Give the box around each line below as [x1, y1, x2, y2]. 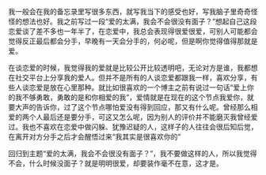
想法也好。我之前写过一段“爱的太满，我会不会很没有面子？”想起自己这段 [21, 17, 257, 26]
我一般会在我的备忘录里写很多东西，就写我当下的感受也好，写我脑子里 [8, 7, 237, 16]
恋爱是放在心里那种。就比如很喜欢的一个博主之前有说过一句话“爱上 [28, 83, 248, 92]
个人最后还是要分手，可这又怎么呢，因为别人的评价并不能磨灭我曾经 [28, 113, 251, 121]
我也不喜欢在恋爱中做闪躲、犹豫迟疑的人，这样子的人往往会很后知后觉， [21, 122, 258, 132]
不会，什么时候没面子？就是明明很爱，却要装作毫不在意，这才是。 [8, 158, 223, 168]
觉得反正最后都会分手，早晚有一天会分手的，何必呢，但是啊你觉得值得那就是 [8, 36, 258, 46]
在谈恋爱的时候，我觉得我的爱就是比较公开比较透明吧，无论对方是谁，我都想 [8, 63, 258, 73]
